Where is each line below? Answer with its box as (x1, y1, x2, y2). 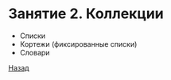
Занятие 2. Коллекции (8, 5, 165, 23)
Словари (19, 48, 50, 57)
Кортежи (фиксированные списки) (19, 39, 138, 48)
